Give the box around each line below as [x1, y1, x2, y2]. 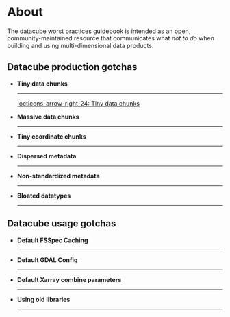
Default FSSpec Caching [16, 236, 88, 244]
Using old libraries [16, 295, 71, 303]
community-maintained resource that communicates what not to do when [7, 34, 214, 42]
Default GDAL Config [16, 255, 78, 264]
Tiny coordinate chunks [16, 132, 87, 141]
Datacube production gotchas [7, 61, 138, 73]
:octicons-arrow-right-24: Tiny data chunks [16, 99, 140, 107]
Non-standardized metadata [16, 172, 101, 180]
